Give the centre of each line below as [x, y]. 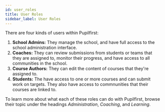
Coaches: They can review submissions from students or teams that [82, 53]
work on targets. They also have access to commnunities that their [80, 84]
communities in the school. [40, 63]
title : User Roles [24, 14]
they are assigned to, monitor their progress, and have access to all [81, 58]
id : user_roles [21, 10]
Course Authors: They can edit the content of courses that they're [80, 69]
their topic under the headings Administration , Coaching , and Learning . [78, 105]
